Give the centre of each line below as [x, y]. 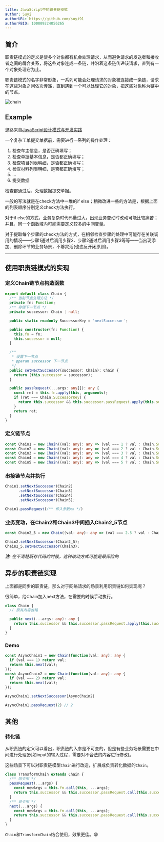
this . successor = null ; [38, 339]
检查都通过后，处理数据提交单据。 [39, 191]
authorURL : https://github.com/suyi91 [44, 19]
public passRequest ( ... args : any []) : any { [54, 388]
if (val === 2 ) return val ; [38, 678]
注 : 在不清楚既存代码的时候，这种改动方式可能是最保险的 [62, 556]
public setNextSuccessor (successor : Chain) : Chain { [64, 370]
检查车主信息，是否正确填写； [42, 151]
